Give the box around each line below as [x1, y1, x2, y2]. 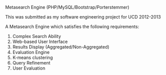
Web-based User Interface [12, 38, 68, 44]
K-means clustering [12, 54, 53, 60]
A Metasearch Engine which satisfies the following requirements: [5, 23, 139, 29]
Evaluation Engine [12, 49, 50, 55]
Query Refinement [12, 60, 51, 65]
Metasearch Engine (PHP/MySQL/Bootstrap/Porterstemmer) [5, 4, 129, 10]
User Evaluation [12, 65, 46, 71]
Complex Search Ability [12, 33, 61, 39]
